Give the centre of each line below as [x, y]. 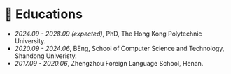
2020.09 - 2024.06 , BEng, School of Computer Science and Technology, [119, 48]
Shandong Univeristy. [46, 56]
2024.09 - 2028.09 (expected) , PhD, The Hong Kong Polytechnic [108, 34]
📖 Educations [44, 14]
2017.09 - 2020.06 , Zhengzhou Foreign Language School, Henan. [109, 63]
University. [30, 40]
